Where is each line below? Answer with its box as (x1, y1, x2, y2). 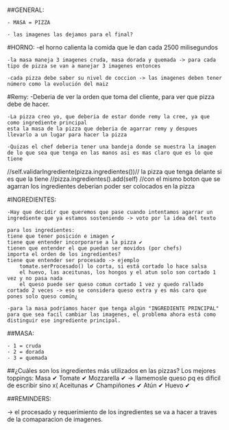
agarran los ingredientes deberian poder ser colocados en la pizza (7, 182, 195, 190)
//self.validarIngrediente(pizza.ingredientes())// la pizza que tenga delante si (7, 168, 222, 175)
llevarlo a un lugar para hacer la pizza (7, 131, 128, 138)
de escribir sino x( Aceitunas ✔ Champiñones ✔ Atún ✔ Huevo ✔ (7, 381, 191, 389)
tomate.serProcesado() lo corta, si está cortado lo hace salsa (19, 263, 207, 270)
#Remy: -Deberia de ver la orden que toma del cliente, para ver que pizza (7, 93, 215, 100)
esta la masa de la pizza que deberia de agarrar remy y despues (7, 125, 197, 132)
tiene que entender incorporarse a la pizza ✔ (7, 239, 143, 246)
